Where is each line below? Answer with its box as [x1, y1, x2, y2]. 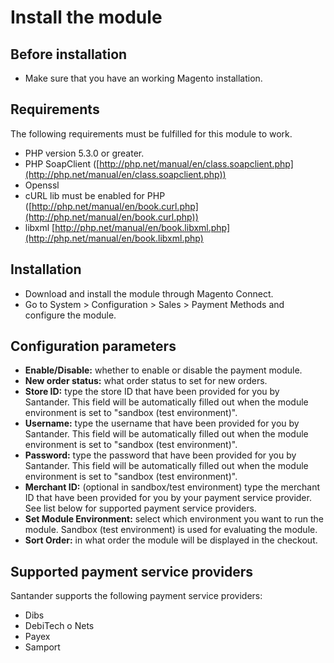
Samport [24, 641, 61, 653]
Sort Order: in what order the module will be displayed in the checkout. [24, 534, 318, 546]
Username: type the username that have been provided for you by [24, 417, 300, 430]
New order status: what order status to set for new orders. [24, 375, 268, 387]
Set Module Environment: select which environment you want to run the [24, 513, 325, 525]
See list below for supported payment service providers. [24, 502, 257, 515]
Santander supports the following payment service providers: [10, 590, 263, 602]
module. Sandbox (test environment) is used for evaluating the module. [24, 524, 318, 536]
